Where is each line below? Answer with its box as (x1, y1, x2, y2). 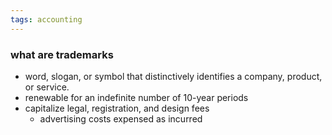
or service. (24, 81, 70, 93)
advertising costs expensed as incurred (39, 112, 203, 125)
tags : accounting (10, 14, 83, 25)
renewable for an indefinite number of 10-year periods (24, 91, 249, 103)
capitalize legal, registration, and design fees (24, 102, 210, 114)
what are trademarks (10, 47, 114, 61)
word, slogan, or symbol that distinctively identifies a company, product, (24, 70, 323, 82)
